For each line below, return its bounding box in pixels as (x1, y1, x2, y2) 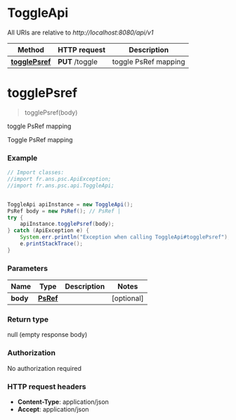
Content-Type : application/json (17, 397, 109, 406)
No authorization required (7, 364, 82, 372)
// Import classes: (7, 169, 65, 177)
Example (7, 153, 38, 163)
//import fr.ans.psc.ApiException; (7, 176, 112, 183)
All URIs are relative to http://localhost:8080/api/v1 (7, 28, 154, 37)
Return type (7, 314, 49, 324)
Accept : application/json (17, 405, 89, 413)
